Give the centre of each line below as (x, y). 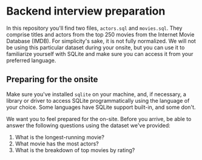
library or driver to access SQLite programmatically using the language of (98, 100)
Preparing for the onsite (52, 79)
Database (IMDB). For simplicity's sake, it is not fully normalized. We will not (101, 41)
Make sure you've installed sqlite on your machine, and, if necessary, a (96, 94)
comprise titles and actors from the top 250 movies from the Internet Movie (100, 34)
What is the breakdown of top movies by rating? (75, 150)
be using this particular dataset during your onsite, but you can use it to (96, 47)
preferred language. (31, 60)
